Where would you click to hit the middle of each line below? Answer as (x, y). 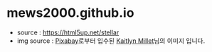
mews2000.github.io (70, 13)
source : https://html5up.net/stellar (68, 32)
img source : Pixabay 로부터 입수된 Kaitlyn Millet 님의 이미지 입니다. (111, 41)
